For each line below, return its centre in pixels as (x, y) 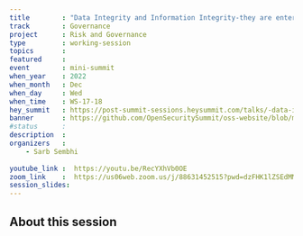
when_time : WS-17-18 (56, 101)
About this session (63, 222)
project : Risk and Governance (78, 34)
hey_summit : (38, 110)
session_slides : (40, 186)
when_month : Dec (46, 85)
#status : (38, 127)
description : (38, 135)
